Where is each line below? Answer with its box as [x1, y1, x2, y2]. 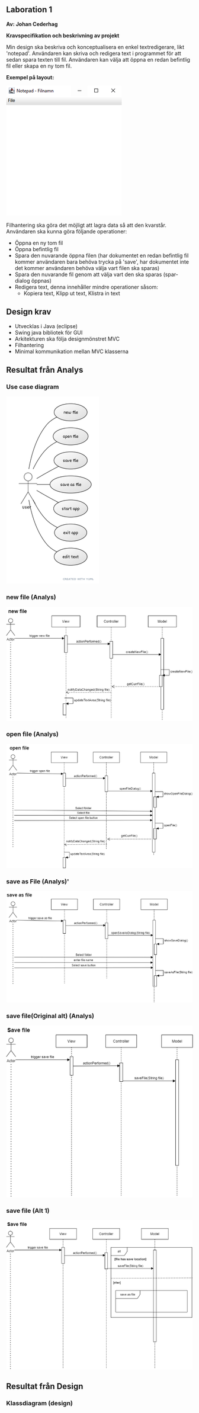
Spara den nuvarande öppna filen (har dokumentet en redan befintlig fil [14, 252, 189, 259]
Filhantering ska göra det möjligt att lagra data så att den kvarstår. [6, 222, 167, 229]
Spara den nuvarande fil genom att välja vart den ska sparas [14, 271, 162, 278]
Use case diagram [6, 382, 59, 390]
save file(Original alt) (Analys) [6, 1011, 95, 1020]
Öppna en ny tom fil [14, 239, 63, 246]
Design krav [6, 307, 52, 317]
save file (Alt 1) [6, 1206, 50, 1215]
